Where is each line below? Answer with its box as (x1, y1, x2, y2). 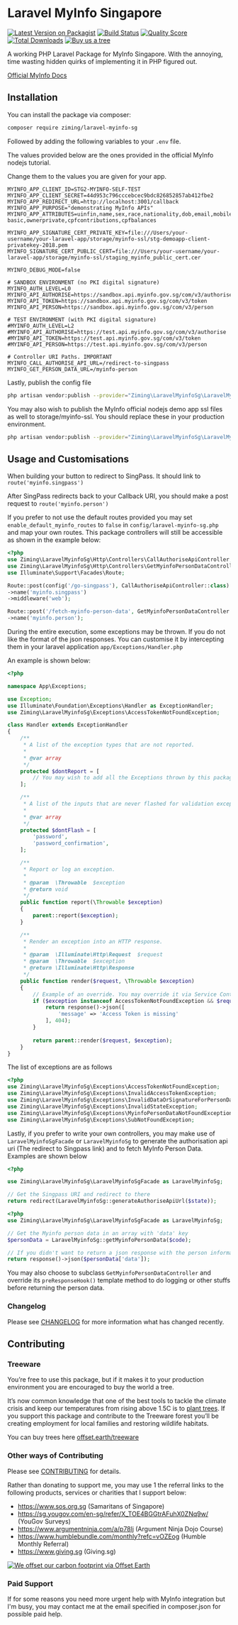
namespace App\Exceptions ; (7, 682, 87, 689)
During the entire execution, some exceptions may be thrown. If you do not (7, 628, 226, 636)
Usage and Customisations (7, 453, 130, 465)
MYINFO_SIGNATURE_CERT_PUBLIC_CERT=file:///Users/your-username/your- (7, 248, 220, 255)
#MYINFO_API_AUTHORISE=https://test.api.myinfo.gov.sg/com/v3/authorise (7, 328, 227, 335)
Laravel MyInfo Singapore (7, 5, 162, 21)
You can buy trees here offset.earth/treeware (7, 1433, 140, 1441)
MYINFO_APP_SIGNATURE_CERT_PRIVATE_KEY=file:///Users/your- (7, 229, 189, 236)
